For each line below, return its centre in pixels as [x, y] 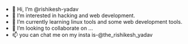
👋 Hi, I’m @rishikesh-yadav [45, 9]
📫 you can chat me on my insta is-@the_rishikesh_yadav [82, 35]
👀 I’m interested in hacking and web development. [74, 15]
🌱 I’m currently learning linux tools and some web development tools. [97, 22]
